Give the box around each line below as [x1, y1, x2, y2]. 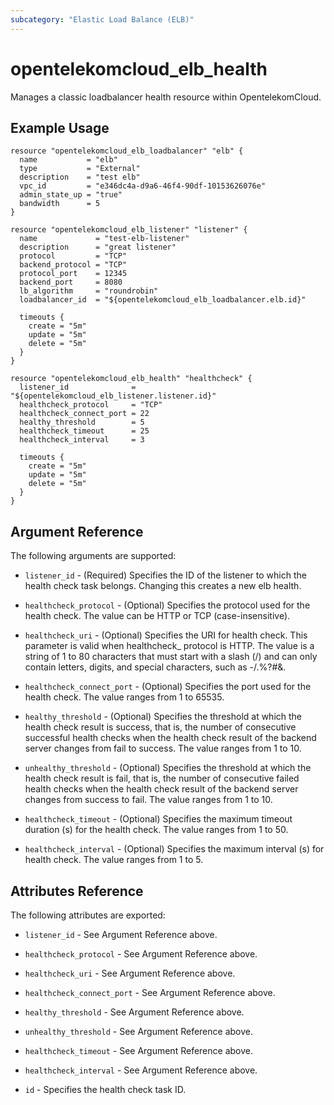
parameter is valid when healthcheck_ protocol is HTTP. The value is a [24, 640, 315, 652]
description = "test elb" [19, 172, 141, 183]
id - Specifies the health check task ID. [24, 1084, 187, 1095]
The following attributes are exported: [10, 909, 166, 921]
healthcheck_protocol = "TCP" [19, 400, 163, 410]
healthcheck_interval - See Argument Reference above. [24, 1064, 258, 1076]
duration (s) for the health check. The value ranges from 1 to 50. [24, 824, 289, 836]
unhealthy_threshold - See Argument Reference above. [24, 1026, 253, 1037]
